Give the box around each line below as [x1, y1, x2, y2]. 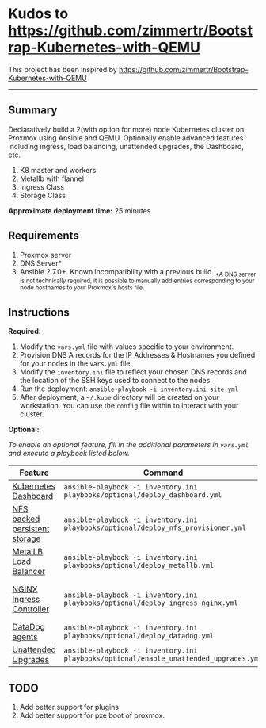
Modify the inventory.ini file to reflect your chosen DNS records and [19, 367, 247, 377]
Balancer [12, 566, 46, 577]
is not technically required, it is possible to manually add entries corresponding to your [19, 277, 255, 285]
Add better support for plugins [19, 702, 120, 711]
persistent [12, 523, 50, 535]
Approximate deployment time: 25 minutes [8, 205, 151, 215]
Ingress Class [19, 182, 65, 191]
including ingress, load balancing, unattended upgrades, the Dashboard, [8, 141, 244, 151]
